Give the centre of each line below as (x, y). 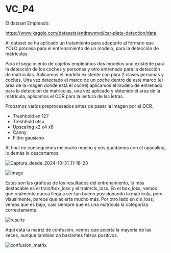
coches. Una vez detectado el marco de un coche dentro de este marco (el (84, 80)
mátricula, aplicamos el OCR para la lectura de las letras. (65, 96)
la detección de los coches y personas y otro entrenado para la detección (83, 69)
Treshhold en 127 (31, 116)
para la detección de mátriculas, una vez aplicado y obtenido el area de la (83, 90)
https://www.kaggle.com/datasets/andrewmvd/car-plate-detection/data (81, 33)
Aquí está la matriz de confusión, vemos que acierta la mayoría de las (78, 229)
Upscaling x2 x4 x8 (33, 127)
